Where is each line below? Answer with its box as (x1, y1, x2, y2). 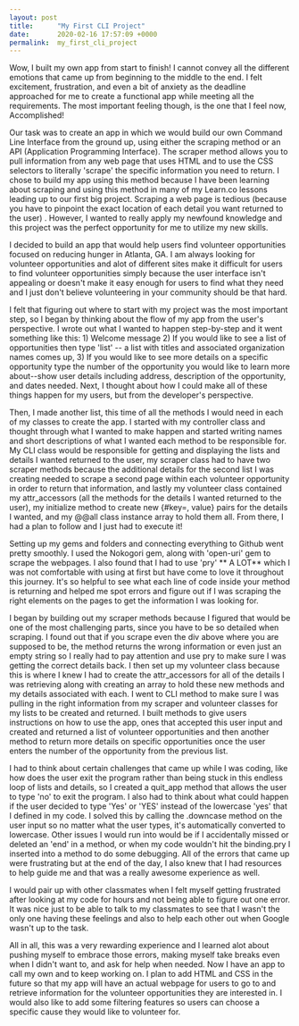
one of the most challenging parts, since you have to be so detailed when (9, 622, 279, 633)
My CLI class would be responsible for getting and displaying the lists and (9, 445, 281, 456)
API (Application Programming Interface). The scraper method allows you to (9, 147, 288, 157)
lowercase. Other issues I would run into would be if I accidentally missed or (9, 829, 289, 840)
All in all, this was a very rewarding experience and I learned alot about (9, 940, 270, 951)
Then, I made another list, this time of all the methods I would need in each (9, 408, 284, 418)
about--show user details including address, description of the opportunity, (9, 371, 287, 382)
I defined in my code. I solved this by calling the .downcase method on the (9, 811, 283, 821)
